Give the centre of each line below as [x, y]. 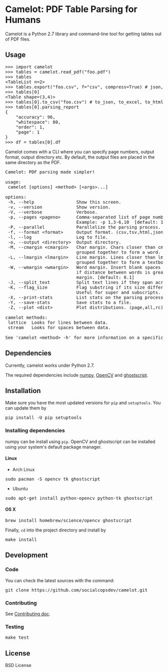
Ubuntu [20, 488]
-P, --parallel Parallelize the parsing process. [84, 227]
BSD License [18, 665]
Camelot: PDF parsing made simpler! [50, 172]
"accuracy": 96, [36, 117]
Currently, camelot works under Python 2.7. [50, 365]
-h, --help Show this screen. [64, 202]
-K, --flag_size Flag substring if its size [76, 287]
